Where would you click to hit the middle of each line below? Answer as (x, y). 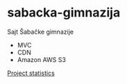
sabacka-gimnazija (64, 13)
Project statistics (31, 73)
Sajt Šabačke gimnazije (41, 32)
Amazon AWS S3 (41, 59)
